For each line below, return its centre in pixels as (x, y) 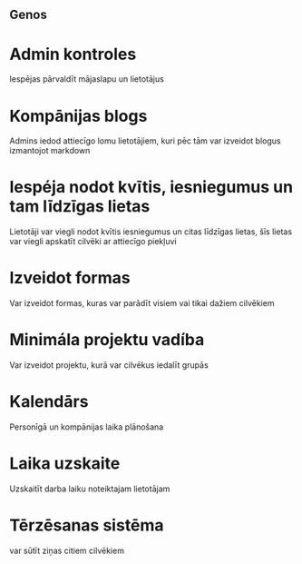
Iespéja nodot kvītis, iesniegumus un (151, 188)
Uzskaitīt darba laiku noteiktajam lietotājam (90, 489)
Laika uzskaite (65, 464)
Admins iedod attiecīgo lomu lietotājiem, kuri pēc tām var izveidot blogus (145, 141)
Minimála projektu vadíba (107, 340)
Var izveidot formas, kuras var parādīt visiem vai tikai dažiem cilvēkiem (142, 303)
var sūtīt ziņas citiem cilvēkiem (67, 550)
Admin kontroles (73, 54)
